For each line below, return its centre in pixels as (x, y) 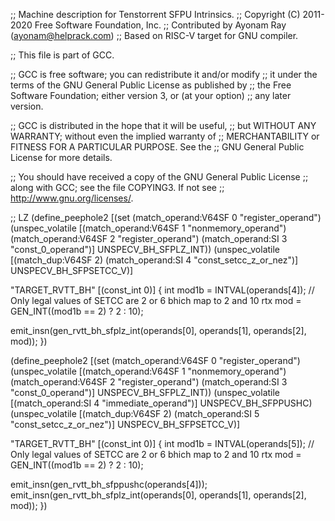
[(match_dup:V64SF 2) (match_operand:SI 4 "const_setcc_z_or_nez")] (154, 260)
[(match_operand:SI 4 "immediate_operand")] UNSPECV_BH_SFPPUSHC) (161, 403)
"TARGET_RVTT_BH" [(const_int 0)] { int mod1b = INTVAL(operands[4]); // (162, 290)
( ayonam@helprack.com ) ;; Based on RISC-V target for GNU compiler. (154, 35)
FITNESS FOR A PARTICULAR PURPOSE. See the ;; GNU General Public (157, 147)
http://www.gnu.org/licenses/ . (72, 198)
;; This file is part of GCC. (62, 55)
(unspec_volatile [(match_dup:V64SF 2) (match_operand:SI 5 (135, 413)
